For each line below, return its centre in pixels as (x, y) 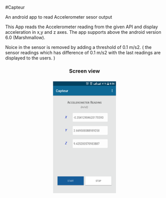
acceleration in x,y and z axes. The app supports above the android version (83, 32)
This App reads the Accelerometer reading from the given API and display (82, 27)
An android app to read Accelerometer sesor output (59, 17)
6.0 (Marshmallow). (25, 38)
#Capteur (15, 7)
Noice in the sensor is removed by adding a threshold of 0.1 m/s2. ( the (78, 47)
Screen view (85, 71)
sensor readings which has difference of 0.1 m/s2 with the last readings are (83, 53)
